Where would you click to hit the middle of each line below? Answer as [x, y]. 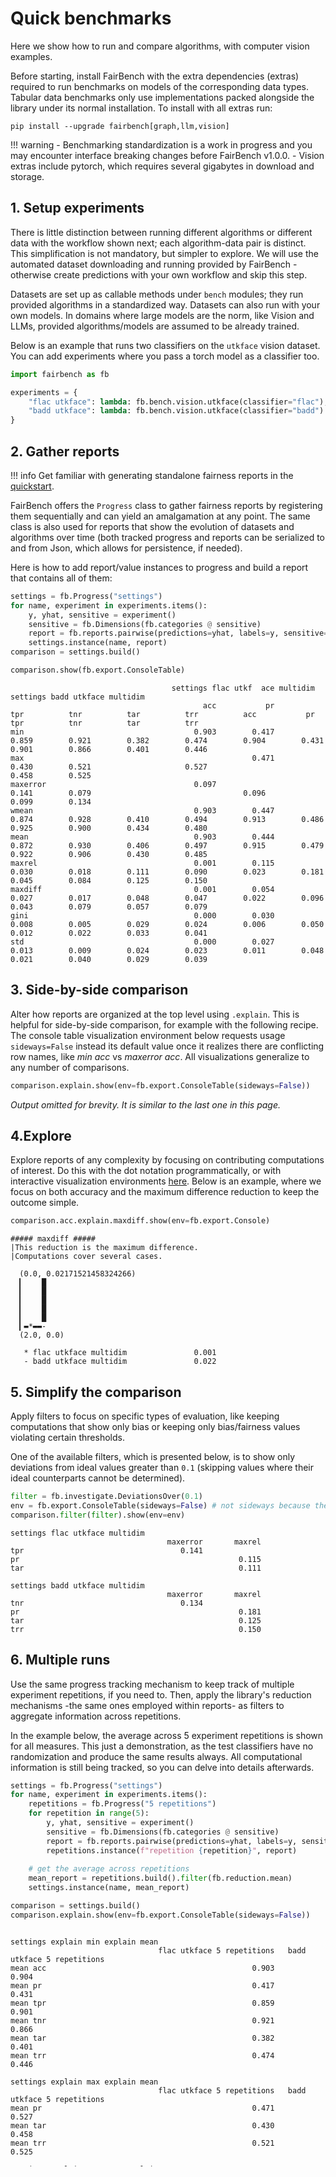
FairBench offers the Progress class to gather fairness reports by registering [166, 505]
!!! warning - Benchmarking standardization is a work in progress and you [161, 144]
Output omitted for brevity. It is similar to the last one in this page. [145, 1104]
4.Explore [41, 1136]
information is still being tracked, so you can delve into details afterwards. [162, 1767]
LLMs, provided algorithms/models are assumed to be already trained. [155, 326]
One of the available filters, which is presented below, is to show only [153, 1457]
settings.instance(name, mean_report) [109, 1888]
